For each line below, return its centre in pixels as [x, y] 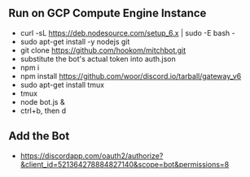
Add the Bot [39, 136]
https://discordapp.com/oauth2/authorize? [92, 155]
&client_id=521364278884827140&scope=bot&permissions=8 [125, 164]
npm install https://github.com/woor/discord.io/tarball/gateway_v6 [131, 76]
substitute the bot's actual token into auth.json [98, 58]
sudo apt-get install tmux [62, 84]
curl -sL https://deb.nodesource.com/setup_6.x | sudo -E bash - [127, 32]
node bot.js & [42, 101]
